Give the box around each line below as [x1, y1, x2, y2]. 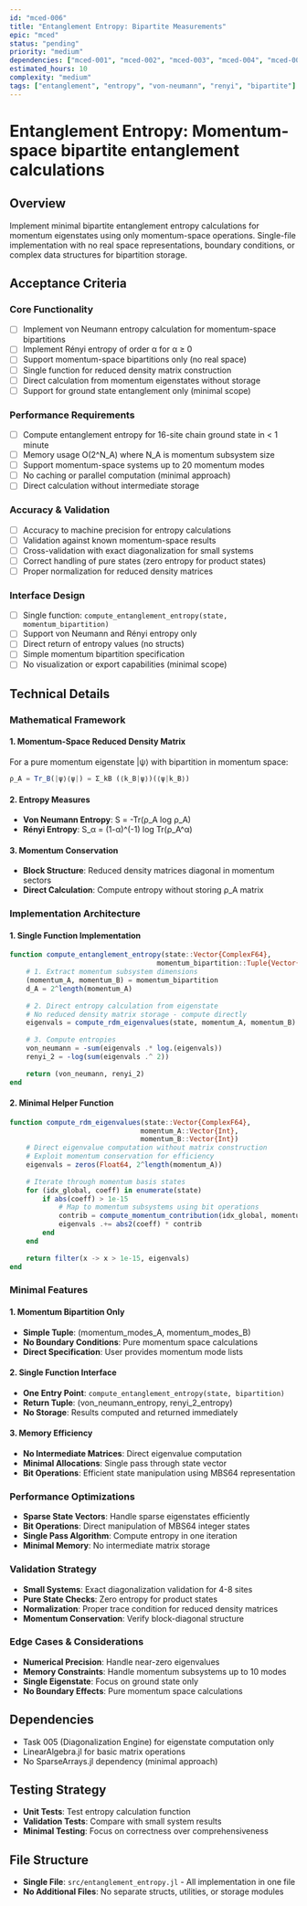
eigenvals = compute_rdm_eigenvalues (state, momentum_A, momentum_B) [26, 1018, 297, 1028]
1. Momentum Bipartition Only [9, 1306, 125, 1317]
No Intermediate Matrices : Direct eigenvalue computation [22, 1447, 242, 1458]
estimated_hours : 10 [9, 65, 89, 74]
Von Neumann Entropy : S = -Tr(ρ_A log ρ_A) [22, 814, 192, 825]
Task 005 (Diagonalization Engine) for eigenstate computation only [22, 1736, 275, 1747]
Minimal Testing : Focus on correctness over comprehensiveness [22, 1826, 270, 1837]
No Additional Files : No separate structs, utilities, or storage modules [22, 1886, 284, 1897]
